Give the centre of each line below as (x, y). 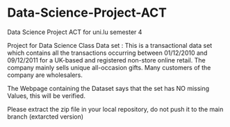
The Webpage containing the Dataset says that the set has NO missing (108, 88)
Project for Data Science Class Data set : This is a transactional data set (110, 45)
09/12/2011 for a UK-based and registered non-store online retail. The (107, 60)
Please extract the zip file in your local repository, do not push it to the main (115, 109)
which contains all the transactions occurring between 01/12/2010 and (107, 53)
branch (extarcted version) (46, 117)
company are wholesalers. (45, 75)
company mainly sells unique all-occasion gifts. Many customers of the (109, 67)
